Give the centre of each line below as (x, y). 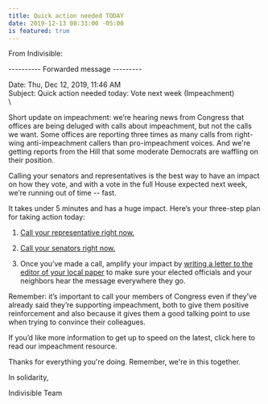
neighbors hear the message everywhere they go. (103, 281)
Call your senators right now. (68, 248)
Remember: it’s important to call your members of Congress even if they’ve (133, 297)
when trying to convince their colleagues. (77, 322)
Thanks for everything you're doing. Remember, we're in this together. (125, 362)
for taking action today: (47, 217)
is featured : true (39, 31)
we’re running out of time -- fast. (62, 193)
